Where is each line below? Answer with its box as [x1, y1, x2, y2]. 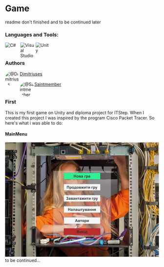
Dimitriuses [20, 71, 42, 77]
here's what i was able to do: [5, 120, 63, 126]
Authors [5, 60, 25, 66]
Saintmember [34, 81, 61, 87]
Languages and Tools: [5, 31, 59, 38]
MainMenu [5, 131, 28, 137]
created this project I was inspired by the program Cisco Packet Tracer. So [5, 115, 155, 121]
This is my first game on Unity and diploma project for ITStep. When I [5, 109, 144, 115]
